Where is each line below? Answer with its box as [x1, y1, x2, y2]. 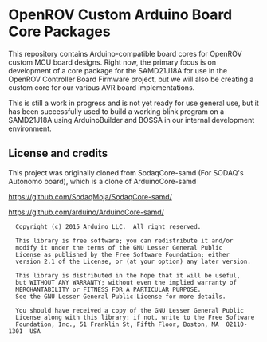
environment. [8, 124, 52, 133]
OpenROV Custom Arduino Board [8, 6, 233, 24]
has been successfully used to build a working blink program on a [8, 106, 225, 116]
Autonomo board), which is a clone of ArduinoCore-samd [8, 176, 197, 186]
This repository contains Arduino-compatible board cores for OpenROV [8, 49, 242, 58]
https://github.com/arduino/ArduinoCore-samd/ [8, 207, 165, 217]
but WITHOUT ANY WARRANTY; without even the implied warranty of [15, 278, 238, 286]
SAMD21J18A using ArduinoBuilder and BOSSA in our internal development [8, 115, 255, 124]
